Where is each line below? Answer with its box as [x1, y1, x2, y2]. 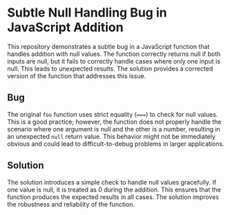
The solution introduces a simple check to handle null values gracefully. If [7, 178, 217, 186]
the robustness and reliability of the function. [7, 200, 135, 208]
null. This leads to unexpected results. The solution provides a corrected [7, 64, 213, 73]
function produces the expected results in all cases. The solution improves [7, 192, 220, 201]
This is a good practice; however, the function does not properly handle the [7, 118, 222, 126]
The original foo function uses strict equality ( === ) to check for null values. [7, 110, 218, 118]
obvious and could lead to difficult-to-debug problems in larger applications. [7, 140, 224, 148]
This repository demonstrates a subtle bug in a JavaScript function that [7, 42, 210, 50]
